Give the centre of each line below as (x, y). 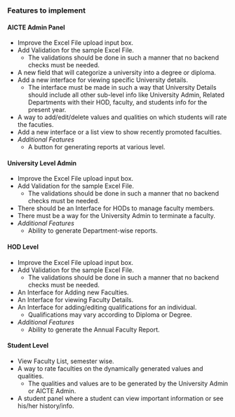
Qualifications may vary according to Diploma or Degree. (110, 315)
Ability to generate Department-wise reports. (93, 231)
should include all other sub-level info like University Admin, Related (126, 95)
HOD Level (23, 247)
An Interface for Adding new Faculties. (73, 292)
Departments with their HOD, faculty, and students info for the (117, 102)
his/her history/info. (46, 406)
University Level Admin (42, 163)
